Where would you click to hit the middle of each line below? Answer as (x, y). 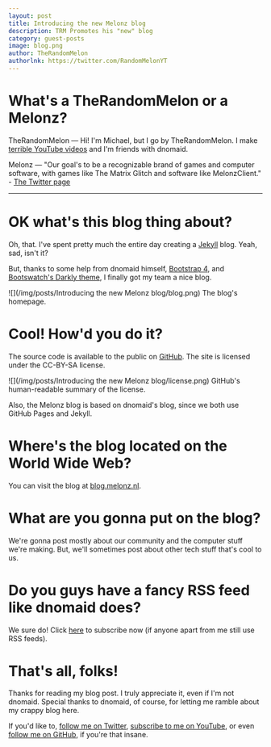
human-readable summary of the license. (77, 389)
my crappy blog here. (44, 711)
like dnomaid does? (75, 607)
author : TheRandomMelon (48, 53)
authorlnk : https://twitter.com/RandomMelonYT (88, 61)
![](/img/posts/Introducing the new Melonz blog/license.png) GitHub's (124, 380)
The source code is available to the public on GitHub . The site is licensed (129, 356)
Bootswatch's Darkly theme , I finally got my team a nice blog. (110, 277)
